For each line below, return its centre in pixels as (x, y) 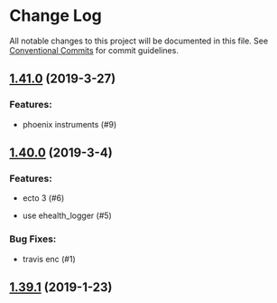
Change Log (55, 16)
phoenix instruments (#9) (69, 124)
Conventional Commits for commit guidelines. (94, 50)
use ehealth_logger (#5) (67, 216)
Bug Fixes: (33, 239)
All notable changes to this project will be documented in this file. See (139, 41)
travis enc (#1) (49, 259)
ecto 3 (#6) (43, 198)
